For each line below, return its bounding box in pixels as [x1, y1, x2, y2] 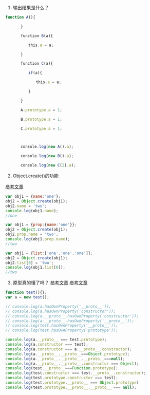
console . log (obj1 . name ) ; [5, 208, 59, 213]
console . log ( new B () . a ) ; [20, 154, 74, 159]
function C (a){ [20, 61, 53, 66]
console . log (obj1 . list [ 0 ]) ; [5, 265, 66, 270]
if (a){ [28, 70, 43, 76]
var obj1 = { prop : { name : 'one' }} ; [5, 222, 77, 228]
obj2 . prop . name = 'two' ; [5, 232, 59, 237]
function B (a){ [20, 33, 53, 39]
